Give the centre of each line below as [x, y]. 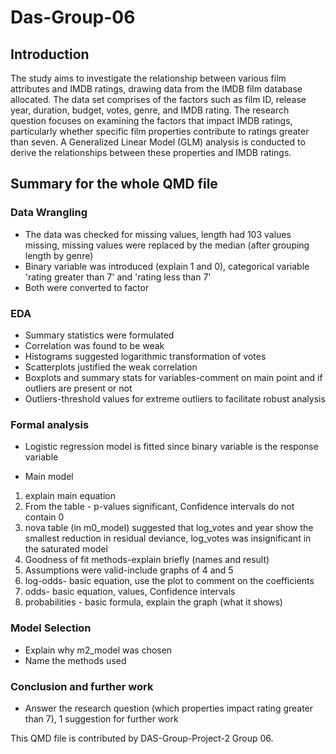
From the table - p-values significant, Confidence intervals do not [159, 507]
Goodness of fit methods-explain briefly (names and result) [147, 560]
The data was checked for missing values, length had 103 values [158, 234]
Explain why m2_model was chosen [98, 650]
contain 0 [44, 517]
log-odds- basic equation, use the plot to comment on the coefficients [169, 581]
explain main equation [70, 496]
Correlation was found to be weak [94, 345]
